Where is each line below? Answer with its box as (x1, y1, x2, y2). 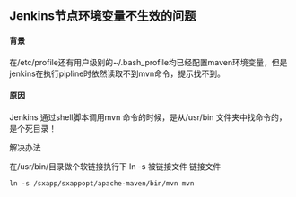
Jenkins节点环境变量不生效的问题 (9, 8, 196, 24)
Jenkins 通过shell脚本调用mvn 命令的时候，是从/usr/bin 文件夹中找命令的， (9, 111, 287, 123)
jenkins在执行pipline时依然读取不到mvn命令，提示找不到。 (9, 68, 226, 79)
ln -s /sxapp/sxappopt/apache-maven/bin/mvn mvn (9, 178, 195, 188)
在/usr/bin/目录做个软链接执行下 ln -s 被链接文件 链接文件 (9, 160, 222, 172)
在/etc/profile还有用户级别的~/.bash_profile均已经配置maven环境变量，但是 (9, 56, 288, 67)
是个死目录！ (9, 123, 57, 133)
